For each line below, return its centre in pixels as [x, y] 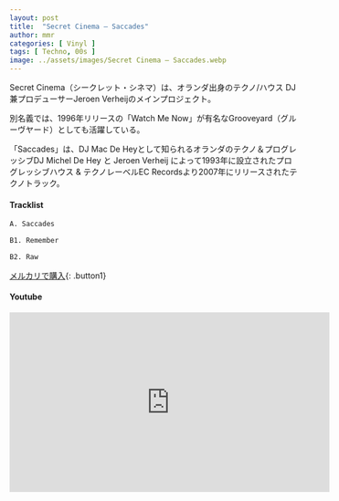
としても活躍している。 [101, 130]
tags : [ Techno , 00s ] [53, 52]
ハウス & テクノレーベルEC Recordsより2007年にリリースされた [169, 172]
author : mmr [32, 35]
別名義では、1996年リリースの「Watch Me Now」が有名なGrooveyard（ [145, 118]
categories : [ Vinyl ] [53, 43]
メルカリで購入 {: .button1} [58, 276]
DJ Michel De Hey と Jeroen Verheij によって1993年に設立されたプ [159, 160]
